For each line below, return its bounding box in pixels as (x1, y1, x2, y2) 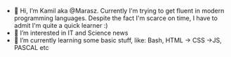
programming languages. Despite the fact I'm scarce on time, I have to (13, 14, 218, 22)
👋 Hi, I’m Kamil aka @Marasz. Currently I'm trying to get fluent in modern (13, 7, 225, 15)
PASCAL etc (13, 44, 49, 51)
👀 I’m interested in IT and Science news (13, 28, 128, 37)
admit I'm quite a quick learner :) (13, 22, 108, 29)
